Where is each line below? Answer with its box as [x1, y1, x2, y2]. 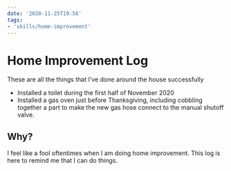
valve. [17, 111, 35, 119]
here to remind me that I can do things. [7, 157, 118, 165]
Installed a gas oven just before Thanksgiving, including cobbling [17, 96, 203, 104]
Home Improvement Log [7, 52, 149, 68]
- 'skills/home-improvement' [7, 23, 91, 30]
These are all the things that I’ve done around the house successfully [7, 75, 204, 83]
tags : [7, 17, 23, 23]
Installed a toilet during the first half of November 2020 [17, 89, 174, 97]
